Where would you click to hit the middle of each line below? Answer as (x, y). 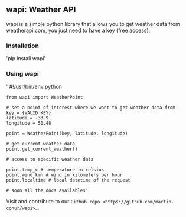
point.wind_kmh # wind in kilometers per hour (64, 175)
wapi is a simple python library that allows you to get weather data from (93, 24)
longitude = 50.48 (29, 124)
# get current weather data (41, 144)
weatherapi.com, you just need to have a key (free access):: (79, 30)
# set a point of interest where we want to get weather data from (91, 108)
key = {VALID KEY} (29, 113)
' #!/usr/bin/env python (34, 87)
